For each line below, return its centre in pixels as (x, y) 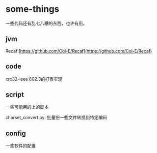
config (16, 133)
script (15, 94)
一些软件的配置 (21, 146)
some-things (32, 9)
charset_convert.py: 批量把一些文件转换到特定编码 (56, 118)
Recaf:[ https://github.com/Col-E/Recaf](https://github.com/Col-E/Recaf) (79, 51)
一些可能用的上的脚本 (27, 107)
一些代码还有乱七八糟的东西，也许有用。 (46, 23)
